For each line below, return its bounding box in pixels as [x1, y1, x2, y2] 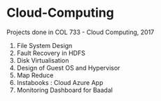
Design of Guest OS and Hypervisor [16, 63, 120, 72]
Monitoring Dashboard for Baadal [16, 86, 113, 94]
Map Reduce [16, 71, 54, 79]
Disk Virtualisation [16, 56, 69, 64]
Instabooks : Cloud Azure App [16, 78, 104, 86]
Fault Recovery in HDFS [16, 49, 85, 57]
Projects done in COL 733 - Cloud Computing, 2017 [6, 28, 155, 36]
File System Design [16, 41, 73, 49]
